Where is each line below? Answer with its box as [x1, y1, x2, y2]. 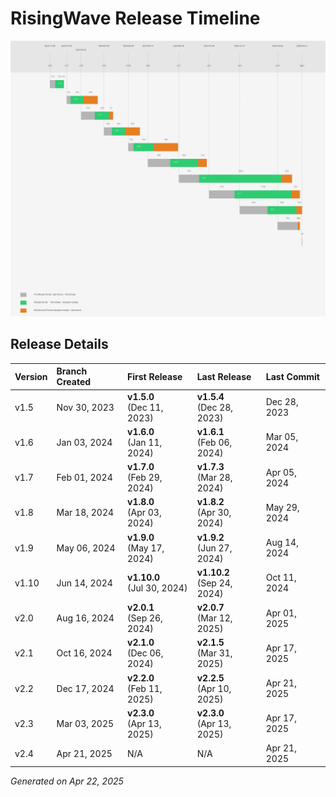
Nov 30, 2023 [56, 401, 115, 413]
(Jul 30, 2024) [127, 582, 188, 594]
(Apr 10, [196, 682, 232, 694]
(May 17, [127, 542, 165, 554]
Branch [56, 365, 88, 377]
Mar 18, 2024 [56, 507, 115, 519]
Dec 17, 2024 [56, 682, 115, 694]
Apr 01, [265, 607, 297, 619]
